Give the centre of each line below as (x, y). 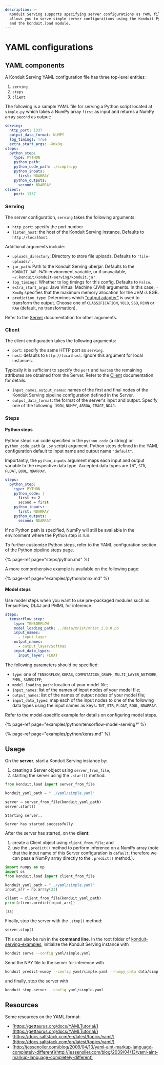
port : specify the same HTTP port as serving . (58, 350)
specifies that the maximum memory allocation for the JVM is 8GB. (92, 292)
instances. (22, 360)
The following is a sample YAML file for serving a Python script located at (79, 107)
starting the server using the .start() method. (59, 776)
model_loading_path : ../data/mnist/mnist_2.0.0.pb (66, 628)
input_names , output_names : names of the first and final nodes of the (80, 390)
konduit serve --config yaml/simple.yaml (48, 953)
